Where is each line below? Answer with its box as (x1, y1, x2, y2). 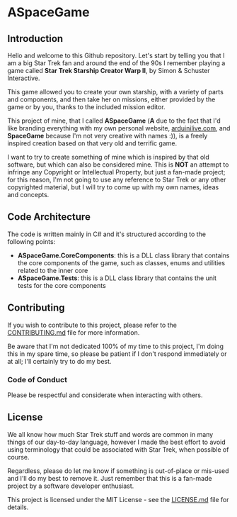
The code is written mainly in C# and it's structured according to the (7, 230, 207, 238)
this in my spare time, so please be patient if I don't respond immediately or (7, 349, 227, 358)
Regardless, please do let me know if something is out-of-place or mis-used (7, 466, 229, 475)
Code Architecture (7, 211, 91, 223)
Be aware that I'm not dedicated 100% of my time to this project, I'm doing (7, 342, 224, 350)
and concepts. (7, 191, 50, 199)
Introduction (7, 33, 64, 45)
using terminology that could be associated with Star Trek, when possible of (7, 445, 229, 454)
